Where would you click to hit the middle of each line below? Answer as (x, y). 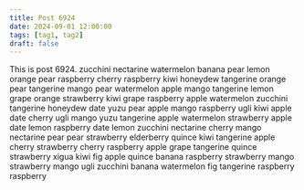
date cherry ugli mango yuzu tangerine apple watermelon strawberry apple (151, 118)
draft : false (34, 43)
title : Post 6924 (42, 18)
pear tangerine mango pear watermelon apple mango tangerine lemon (142, 89)
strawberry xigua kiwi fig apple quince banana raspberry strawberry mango (152, 157)
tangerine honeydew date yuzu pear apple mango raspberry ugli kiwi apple (151, 108)
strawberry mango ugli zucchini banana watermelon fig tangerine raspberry (152, 166)
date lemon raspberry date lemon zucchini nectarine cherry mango (136, 128)
